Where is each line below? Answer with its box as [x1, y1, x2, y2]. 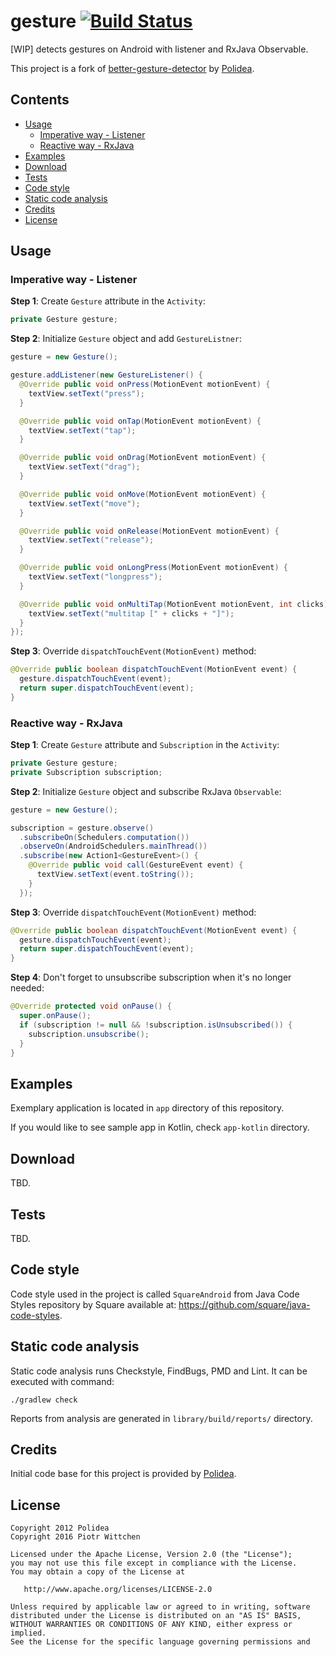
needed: [10, 982, 45, 994]
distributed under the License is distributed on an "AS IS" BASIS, [10, 1611, 302, 1621]
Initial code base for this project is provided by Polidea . [10, 1468, 237, 1480]
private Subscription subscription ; [10, 767, 163, 777]
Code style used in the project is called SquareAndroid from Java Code [10, 1288, 300, 1300]
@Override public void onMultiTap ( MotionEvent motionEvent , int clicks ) [19, 599, 329, 609]
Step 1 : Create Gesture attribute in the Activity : [10, 295, 206, 307]
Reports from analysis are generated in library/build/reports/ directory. [10, 1412, 313, 1424]
